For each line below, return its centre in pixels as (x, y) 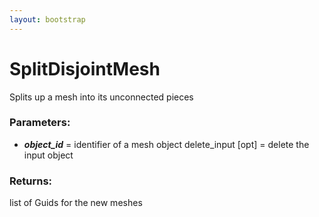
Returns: (31, 181)
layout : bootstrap (47, 19)
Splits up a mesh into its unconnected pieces (101, 97)
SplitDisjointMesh (85, 68)
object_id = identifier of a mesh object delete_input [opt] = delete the (166, 144)
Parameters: (40, 123)
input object (48, 155)
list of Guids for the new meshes (76, 203)
